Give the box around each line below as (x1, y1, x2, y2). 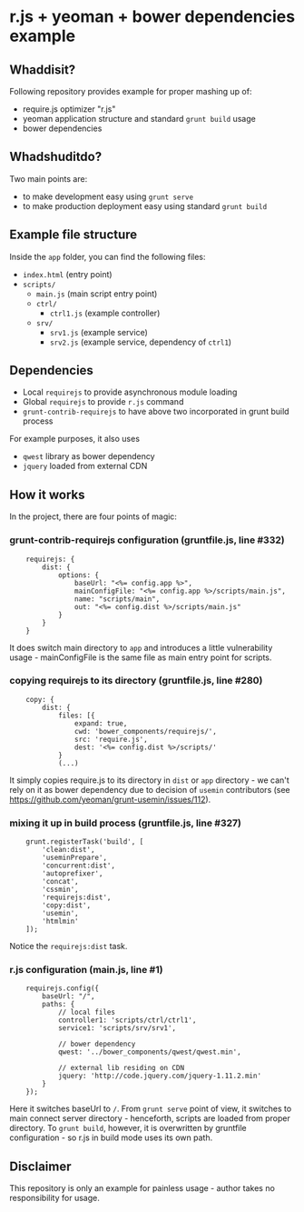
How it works (9, 486, 85, 502)
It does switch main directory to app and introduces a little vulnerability (9, 642, 273, 653)
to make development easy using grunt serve (22, 191, 193, 202)
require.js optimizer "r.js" (22, 104, 116, 115)
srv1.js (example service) (49, 326, 148, 337)
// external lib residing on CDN (57, 1064, 184, 1073)
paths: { (42, 1000, 75, 1009)
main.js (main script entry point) (35, 288, 158, 299)
